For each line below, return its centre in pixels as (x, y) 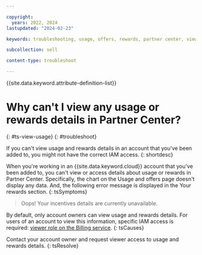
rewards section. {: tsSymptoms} (47, 191)
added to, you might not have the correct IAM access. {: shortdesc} (90, 154)
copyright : (20, 17)
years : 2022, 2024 (35, 22)
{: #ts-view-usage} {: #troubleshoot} (52, 136)
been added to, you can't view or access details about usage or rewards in (99, 172)
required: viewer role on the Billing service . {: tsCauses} (75, 227)
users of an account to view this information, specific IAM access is (90, 221)
